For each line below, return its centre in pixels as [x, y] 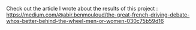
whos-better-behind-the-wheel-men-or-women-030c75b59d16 [85, 21]
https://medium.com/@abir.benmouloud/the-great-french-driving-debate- [98, 15]
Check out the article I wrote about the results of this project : [82, 9]
